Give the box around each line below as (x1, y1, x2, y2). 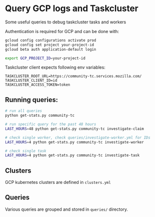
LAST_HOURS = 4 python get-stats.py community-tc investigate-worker (5, 140, 144, 145)
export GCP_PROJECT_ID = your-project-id (5, 55, 86, 61)
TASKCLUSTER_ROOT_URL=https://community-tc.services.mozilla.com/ (5, 74, 142, 79)
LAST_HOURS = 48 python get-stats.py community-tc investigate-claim (5, 126, 144, 131)
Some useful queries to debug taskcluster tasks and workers (5, 19, 126, 25)
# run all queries (5, 108, 42, 113)
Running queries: (5, 95, 58, 104)
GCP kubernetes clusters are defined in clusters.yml (5, 180, 111, 185)
